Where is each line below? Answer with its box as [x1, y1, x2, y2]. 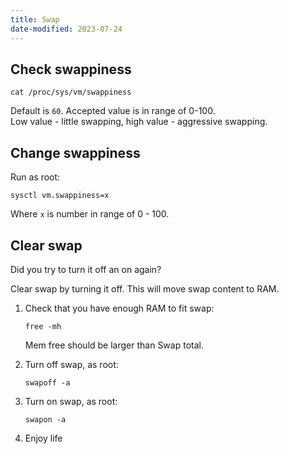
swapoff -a [24, 377, 71, 388]
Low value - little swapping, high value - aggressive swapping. [10, 116, 268, 128]
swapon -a [24, 414, 67, 425]
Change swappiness [10, 144, 141, 161]
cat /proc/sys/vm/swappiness [10, 87, 132, 98]
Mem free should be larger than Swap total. [24, 339, 204, 351]
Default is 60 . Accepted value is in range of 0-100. [10, 105, 216, 117]
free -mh [24, 321, 62, 331]
